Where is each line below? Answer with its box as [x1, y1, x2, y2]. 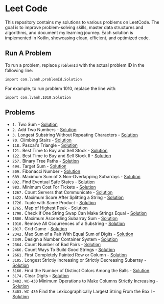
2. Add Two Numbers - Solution [12, 126, 77, 133]
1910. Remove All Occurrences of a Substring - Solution [12, 221, 125, 226]
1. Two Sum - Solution [12, 121, 58, 127]
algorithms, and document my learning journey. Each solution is [5, 29, 134, 35]
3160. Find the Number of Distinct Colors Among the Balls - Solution [12, 267, 150, 273]
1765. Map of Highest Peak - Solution [12, 205, 88, 211]
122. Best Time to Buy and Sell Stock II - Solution [12, 153, 111, 159]
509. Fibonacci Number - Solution [12, 168, 81, 174]
